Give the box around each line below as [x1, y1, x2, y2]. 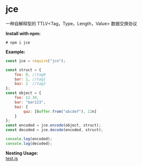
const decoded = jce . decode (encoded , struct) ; [5, 128, 103, 133]
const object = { [5, 90, 42, 95]
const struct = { [5, 67, 42, 73]
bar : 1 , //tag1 [14, 77, 46, 82]
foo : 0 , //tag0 [14, 72, 46, 77]
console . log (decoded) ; [5, 141, 52, 146]
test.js [5, 155, 18, 161]
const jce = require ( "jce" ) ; [5, 58, 66, 63]
